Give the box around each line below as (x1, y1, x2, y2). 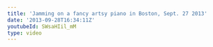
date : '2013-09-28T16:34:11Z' (7, 17, 96, 23)
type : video (7, 29, 42, 37)
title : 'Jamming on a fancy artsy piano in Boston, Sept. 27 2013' (7, 10, 208, 17)
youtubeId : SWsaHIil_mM (7, 23, 77, 30)
